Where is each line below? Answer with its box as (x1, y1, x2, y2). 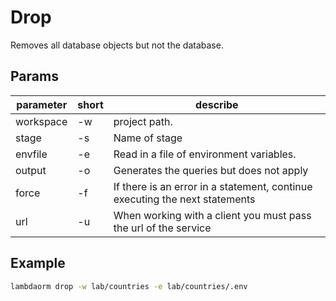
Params (10, 68, 59, 85)
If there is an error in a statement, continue (113, 179, 313, 193)
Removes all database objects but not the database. (10, 39, 224, 51)
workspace (15, 114, 68, 128)
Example (10, 255, 66, 272)
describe (195, 97, 239, 111)
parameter (16, 97, 68, 111)
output (15, 163, 47, 177)
